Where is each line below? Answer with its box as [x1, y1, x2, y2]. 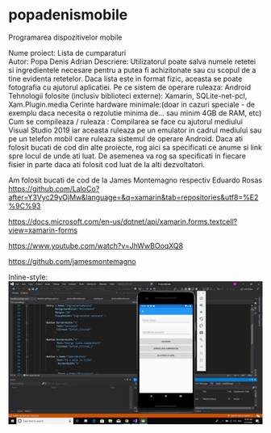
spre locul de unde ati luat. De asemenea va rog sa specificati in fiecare [8, 151, 246, 161]
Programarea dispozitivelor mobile [8, 32, 123, 42]
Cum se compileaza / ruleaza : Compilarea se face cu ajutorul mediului [8, 116, 244, 126]
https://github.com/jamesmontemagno [8, 256, 136, 266]
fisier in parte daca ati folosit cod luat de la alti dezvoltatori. [8, 159, 206, 169]
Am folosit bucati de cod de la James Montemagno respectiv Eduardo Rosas [8, 175, 263, 185]
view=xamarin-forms [8, 225, 78, 235]
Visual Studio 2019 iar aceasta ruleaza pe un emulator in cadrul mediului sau [8, 125, 262, 135]
